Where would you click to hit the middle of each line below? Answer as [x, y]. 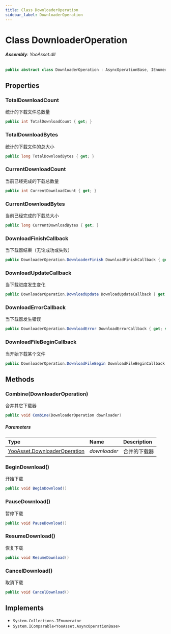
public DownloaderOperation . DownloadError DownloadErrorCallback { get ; [84, 329]
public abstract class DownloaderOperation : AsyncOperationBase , [77, 69]
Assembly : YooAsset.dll [31, 55]
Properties [22, 86]
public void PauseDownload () [36, 523]
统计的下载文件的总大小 [30, 147]
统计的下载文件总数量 [27, 112]
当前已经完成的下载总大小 [32, 216]
